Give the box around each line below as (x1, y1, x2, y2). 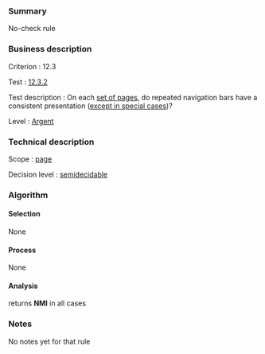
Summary (8, 6, 48, 17)
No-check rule (8, 24, 56, 33)
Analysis (8, 281, 38, 290)
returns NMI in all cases (8, 298, 86, 308)
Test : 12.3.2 (8, 77, 48, 87)
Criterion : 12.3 (8, 61, 57, 71)
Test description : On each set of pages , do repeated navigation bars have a (8, 92, 258, 102)
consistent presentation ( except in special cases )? (8, 101, 173, 111)
